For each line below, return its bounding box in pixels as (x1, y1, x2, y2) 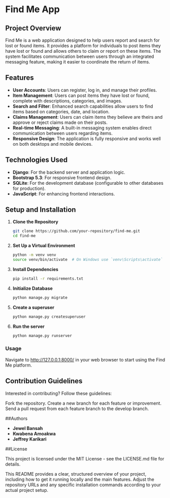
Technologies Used (5, 156, 67, 164)
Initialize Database (12, 285, 53, 291)
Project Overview (5, 24, 61, 32)
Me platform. (5, 362, 32, 368)
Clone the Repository (12, 219, 58, 225)
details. (5, 461, 21, 467)
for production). (12, 185, 46, 191)
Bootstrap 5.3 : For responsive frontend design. (12, 174, 112, 181)
